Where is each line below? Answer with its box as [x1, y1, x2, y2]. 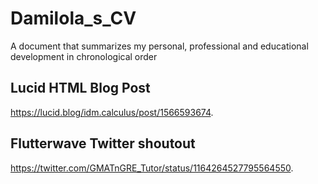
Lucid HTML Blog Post [10, 80, 151, 97]
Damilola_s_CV [10, 7, 137, 30]
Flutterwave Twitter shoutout [10, 135, 196, 152]
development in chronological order [10, 50, 158, 62]
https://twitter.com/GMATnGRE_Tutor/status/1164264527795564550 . [10, 162, 294, 174]
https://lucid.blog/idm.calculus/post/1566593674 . [10, 106, 214, 118]
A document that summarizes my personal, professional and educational [10, 40, 309, 52]
